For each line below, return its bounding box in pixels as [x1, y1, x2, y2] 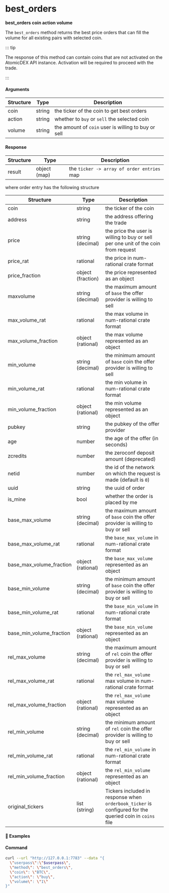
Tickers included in [105, 787, 150, 794]
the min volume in [105, 379, 147, 386]
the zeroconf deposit [105, 450, 155, 457]
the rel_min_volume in [105, 746, 156, 753]
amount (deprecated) [105, 456, 156, 463]
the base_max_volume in [105, 534, 158, 541]
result [8, 168, 22, 175]
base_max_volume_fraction [8, 561, 72, 568]
